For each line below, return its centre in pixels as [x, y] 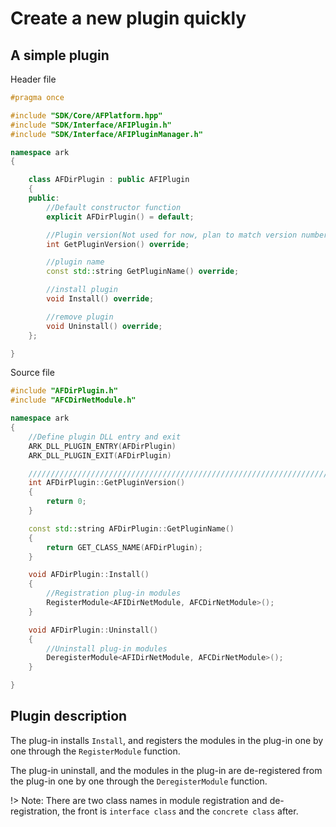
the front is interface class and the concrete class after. [180, 811]
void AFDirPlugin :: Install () [89, 575]
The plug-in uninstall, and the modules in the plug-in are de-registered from [166, 770]
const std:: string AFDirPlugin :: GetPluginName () [131, 528]
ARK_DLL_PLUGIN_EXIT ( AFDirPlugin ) [100, 455]
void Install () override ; [100, 299]
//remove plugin [80, 317]
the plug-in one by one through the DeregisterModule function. [139, 781]
